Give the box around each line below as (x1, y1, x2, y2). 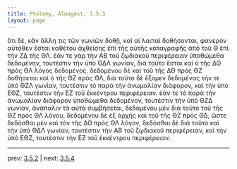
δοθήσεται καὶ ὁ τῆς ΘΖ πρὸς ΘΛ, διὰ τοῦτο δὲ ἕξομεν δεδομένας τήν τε (7, 73, 220, 82)
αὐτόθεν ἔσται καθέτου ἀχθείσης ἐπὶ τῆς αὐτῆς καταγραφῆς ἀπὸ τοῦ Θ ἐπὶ (7, 44, 229, 52)
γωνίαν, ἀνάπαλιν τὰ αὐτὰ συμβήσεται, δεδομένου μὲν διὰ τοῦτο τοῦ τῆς (7, 104, 224, 112)
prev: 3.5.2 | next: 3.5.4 (7, 154, 75, 162)
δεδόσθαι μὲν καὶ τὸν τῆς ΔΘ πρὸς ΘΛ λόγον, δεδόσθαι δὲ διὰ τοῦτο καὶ (7, 118, 220, 127)
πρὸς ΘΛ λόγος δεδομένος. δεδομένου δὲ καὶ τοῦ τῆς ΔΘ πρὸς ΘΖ (7, 66, 202, 75)
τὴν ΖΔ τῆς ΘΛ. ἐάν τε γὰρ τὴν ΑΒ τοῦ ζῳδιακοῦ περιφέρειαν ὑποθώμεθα (7, 51, 224, 60)
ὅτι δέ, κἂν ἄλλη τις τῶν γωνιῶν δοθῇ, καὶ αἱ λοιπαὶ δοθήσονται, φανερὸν (7, 36, 227, 44)
